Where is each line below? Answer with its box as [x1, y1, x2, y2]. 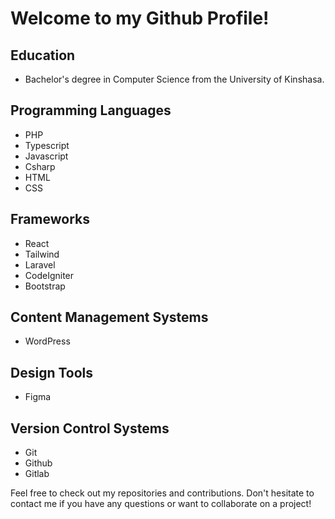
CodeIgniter [24, 269, 75, 281]
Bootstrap [24, 280, 66, 292]
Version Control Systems [10, 420, 170, 437]
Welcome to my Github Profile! [10, 7, 270, 30]
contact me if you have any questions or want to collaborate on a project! [10, 498, 312, 510]
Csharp [24, 160, 56, 172]
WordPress [24, 335, 71, 347]
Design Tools [10, 364, 94, 381]
